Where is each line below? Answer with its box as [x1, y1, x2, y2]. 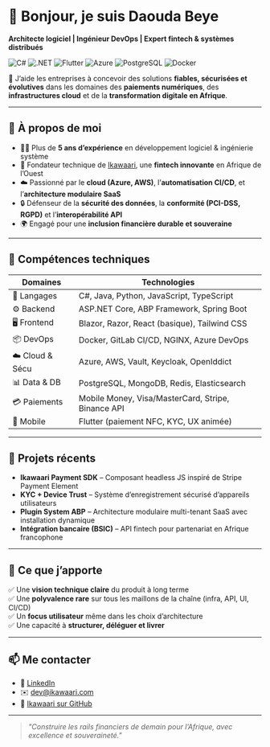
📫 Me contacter [8, 653, 91, 667]
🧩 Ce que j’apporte [8, 563, 103, 577]
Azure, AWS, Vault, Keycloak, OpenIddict [79, 356, 232, 367]
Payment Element [19, 482, 79, 491]
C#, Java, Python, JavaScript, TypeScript [79, 289, 234, 301]
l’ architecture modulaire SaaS [19, 189, 121, 199]
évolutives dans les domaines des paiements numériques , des [8, 82, 219, 92]
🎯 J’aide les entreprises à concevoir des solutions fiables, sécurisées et [8, 73, 247, 83]
